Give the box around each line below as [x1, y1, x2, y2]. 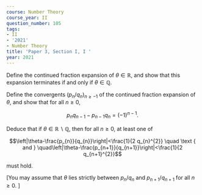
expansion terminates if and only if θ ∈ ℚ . [6, 79, 112, 86]
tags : [6, 26, 20, 32]
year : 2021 [6, 54, 34, 60]
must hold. [6, 162, 34, 169]
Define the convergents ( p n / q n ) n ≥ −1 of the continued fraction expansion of [6, 91, 196, 99]
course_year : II [6, 15, 48, 21]
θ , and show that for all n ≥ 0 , [6, 99, 81, 106]
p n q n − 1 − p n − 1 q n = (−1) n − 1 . [67, 110, 139, 120]
